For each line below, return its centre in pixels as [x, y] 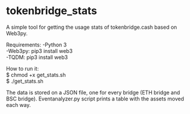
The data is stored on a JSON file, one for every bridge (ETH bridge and [93, 92]
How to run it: [23, 68]
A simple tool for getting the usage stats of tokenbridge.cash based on [92, 27]
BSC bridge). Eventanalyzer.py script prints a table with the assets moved [95, 99]
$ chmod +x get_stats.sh [36, 75]
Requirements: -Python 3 [36, 45]
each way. [19, 105]
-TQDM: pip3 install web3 [37, 57]
